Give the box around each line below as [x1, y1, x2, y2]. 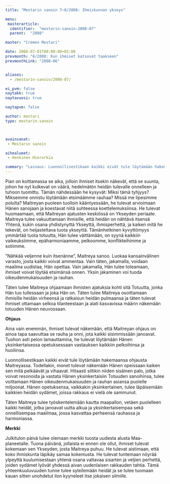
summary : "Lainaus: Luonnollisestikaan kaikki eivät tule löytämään [5, 165, 153, 170]
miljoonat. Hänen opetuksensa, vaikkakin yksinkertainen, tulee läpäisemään [5, 384, 163, 390]
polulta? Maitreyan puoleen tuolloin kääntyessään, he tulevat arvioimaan [5, 200, 156, 206]
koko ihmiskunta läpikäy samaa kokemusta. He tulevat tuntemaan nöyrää [5, 451, 157, 457]
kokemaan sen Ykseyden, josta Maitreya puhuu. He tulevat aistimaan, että [5, 446, 159, 452]
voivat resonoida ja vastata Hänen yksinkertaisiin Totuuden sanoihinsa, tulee [5, 373, 164, 379]
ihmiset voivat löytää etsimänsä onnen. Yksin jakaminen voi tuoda [5, 269, 142, 275]
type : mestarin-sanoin [5, 118, 53, 123]
